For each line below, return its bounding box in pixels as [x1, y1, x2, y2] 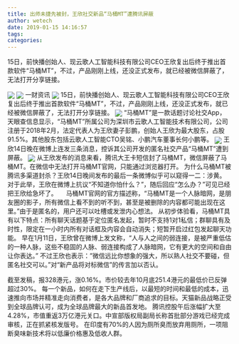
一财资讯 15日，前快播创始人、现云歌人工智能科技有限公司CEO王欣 [24, 91, 230, 99]
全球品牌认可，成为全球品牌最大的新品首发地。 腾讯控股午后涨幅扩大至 [13, 302, 221, 310]
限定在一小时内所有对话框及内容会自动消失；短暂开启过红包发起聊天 [26, 224, 225, 233]
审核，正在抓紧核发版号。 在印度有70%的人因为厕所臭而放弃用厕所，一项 [7, 320, 223, 328]
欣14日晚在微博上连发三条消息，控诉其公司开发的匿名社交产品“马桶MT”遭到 [7, 144, 229, 153]
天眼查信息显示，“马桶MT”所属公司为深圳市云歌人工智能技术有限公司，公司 [7, 117, 229, 126]
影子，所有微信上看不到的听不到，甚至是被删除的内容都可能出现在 [26, 198, 219, 206]
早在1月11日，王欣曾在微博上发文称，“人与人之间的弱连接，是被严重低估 [21, 233, 232, 242]
